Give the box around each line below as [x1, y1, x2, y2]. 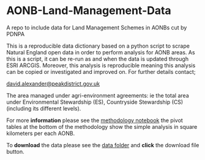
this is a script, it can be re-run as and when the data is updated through [6, 55, 188, 62]
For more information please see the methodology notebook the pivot [6, 117, 184, 124]
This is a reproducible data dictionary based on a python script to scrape [6, 42, 190, 49]
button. [6, 148, 24, 155]
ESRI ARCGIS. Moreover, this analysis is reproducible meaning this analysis [6, 62, 196, 69]
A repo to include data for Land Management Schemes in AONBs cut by [6, 24, 187, 31]
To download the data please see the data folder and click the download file [6, 141, 199, 148]
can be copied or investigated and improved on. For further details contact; [6, 68, 196, 75]
